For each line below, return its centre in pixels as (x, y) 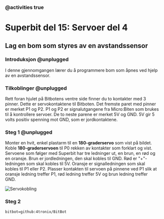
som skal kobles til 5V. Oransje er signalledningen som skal (86, 164)
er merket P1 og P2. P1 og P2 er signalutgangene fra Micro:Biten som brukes (82, 109)
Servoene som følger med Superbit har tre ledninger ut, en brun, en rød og (80, 153)
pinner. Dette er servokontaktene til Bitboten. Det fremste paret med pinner (81, 104)
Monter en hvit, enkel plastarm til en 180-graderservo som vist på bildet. (79, 143)
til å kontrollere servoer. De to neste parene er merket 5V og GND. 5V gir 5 (80, 115)
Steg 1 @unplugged (29, 132)
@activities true (24, 7)
